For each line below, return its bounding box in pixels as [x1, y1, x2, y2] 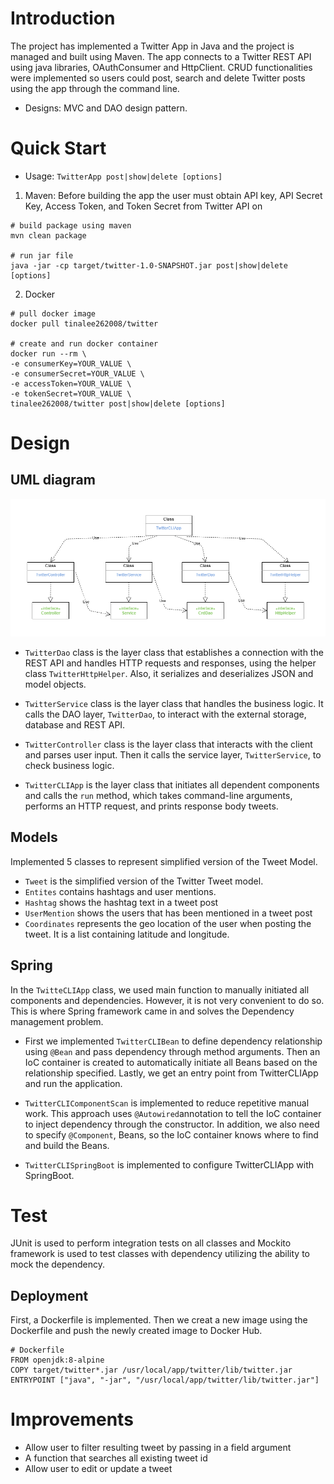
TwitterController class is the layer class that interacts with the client [24, 738, 313, 750]
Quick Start [10, 137, 107, 160]
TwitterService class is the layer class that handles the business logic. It [24, 697, 324, 709]
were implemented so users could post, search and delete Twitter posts [10, 72, 306, 84]
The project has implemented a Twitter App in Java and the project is [10, 40, 295, 52]
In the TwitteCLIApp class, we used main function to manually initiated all [10, 983, 310, 996]
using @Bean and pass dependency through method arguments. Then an [24, 1045, 321, 1057]
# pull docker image [10, 308, 97, 319]
